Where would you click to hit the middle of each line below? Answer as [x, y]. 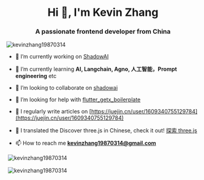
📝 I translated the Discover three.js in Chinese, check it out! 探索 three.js [106, 131]
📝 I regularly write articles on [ [53, 112]
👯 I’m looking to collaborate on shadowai [66, 88]
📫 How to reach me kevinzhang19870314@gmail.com [85, 143]
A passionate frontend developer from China [103, 32]
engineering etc [36, 76]
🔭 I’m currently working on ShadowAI [62, 57]
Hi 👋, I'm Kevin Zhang [103, 13]
